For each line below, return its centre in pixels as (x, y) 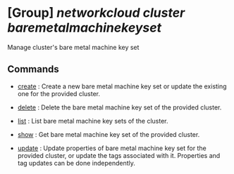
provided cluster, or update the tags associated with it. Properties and (119, 155)
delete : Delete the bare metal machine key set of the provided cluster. (119, 107)
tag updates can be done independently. (76, 163)
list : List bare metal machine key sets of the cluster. (93, 121)
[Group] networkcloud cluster (96, 13)
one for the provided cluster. (59, 93)
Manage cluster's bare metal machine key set (73, 47)
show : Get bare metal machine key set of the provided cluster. (109, 134)
